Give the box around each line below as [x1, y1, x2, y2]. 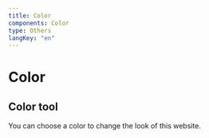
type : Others [8, 26, 52, 34]
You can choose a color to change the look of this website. [8, 121, 202, 131]
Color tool [8, 100, 58, 113]
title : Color [8, 11, 52, 20]
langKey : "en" [8, 34, 56, 42]
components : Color [8, 19, 69, 27]
